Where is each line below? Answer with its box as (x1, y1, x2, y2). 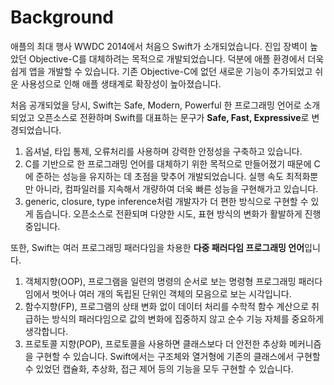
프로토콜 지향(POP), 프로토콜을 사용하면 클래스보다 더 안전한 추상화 (24, 337, 287, 350)
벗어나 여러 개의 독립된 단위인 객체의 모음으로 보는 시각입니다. (51, 287, 292, 300)
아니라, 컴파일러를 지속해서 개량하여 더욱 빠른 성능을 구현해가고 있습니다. (35, 182, 319, 195)
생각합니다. (24, 325, 69, 337)
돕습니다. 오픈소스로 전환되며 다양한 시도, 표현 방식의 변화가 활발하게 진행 (35, 207, 322, 220)
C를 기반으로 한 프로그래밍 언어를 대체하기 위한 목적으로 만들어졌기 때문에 (24, 157, 312, 170)
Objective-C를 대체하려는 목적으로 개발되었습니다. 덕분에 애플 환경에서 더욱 (28, 52, 325, 65)
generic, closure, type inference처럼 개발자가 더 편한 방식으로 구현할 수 (24, 195, 309, 207)
